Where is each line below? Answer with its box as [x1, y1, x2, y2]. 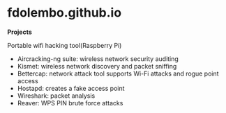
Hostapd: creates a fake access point [17, 84, 125, 92]
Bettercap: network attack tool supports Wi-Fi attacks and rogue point [17, 69, 219, 78]
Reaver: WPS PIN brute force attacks [17, 98, 123, 107]
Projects [7, 28, 33, 36]
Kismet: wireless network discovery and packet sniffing [17, 62, 177, 70]
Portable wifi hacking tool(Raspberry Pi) [7, 41, 122, 49]
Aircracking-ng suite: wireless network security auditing [17, 54, 179, 63]
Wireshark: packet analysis [17, 92, 96, 100]
